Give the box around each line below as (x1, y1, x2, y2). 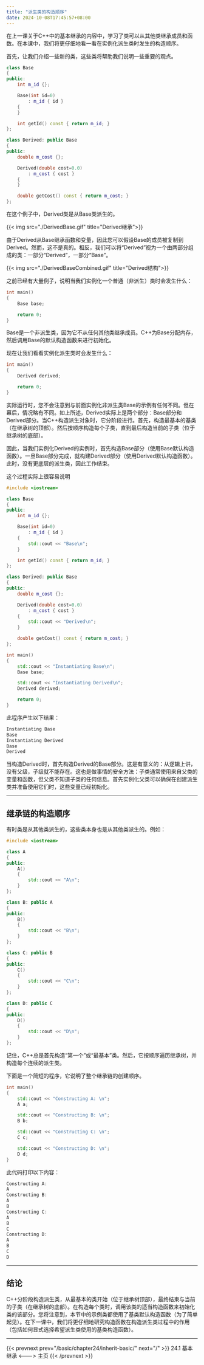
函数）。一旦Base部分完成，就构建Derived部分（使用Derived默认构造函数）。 (6, 452, 196, 459)
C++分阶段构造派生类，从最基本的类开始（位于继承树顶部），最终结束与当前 (6, 1295, 195, 1302)
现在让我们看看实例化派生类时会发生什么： (6, 349, 113, 357)
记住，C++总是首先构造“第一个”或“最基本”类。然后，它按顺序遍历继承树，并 (6, 1051, 197, 1059)
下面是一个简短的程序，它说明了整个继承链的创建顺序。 (6, 1072, 144, 1079)
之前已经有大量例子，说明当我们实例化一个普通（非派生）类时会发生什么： (6, 277, 192, 284)
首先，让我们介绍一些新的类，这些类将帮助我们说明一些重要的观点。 (6, 52, 177, 60)
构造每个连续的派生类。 (6, 1059, 65, 1067)
